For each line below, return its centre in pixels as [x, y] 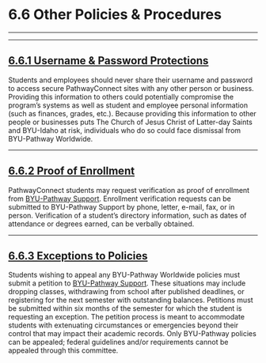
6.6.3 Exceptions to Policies [78, 256]
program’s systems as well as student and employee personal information [128, 105]
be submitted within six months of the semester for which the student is [125, 308]
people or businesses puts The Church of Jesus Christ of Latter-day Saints [131, 122]
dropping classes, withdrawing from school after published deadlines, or [127, 292]
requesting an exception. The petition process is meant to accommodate [127, 317]
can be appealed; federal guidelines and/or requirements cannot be [118, 342]
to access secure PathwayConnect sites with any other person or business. [131, 88]
